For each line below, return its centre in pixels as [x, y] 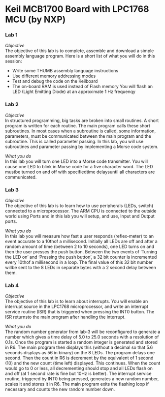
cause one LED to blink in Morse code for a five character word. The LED [79, 166]
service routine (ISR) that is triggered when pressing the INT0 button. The [80, 312]
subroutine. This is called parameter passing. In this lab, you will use [74, 141]
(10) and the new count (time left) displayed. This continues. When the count [83, 363]
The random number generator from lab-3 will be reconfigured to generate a [83, 332]
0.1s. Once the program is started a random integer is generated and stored [81, 342]
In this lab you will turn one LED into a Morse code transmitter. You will [77, 161]
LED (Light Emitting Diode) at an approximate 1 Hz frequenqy [74, 92]
